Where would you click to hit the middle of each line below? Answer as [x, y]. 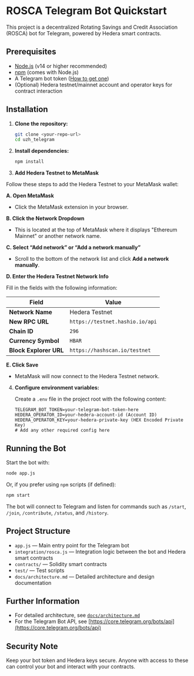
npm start [18, 495]
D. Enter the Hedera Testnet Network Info [57, 277]
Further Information [43, 601]
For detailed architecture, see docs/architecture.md [77, 616]
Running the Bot [36, 448]
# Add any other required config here [62, 431]
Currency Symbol [34, 341]
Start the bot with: [28, 463]
